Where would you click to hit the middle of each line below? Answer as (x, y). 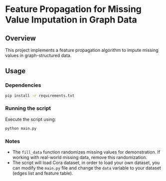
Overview (21, 38)
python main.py (21, 128)
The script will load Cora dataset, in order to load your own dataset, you (86, 163)
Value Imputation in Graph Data (71, 20)
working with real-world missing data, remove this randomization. (80, 158)
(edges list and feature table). (43, 174)
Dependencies (23, 85)
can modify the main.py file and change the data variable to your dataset (86, 168)
